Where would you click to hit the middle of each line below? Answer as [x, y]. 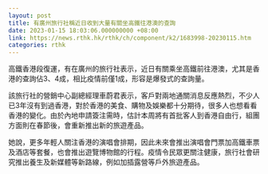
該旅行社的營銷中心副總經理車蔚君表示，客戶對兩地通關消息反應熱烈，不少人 [134, 95]
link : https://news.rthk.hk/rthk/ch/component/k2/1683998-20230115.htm [130, 38]
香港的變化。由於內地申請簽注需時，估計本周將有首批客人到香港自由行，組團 [134, 115]
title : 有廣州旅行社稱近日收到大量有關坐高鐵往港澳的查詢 [92, 23]
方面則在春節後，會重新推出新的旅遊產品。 [78, 126]
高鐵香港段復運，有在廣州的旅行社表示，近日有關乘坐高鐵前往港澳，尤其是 [130, 69]
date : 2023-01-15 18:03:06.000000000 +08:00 [83, 30]
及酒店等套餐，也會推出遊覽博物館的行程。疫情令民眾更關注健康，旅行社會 [130, 153]
